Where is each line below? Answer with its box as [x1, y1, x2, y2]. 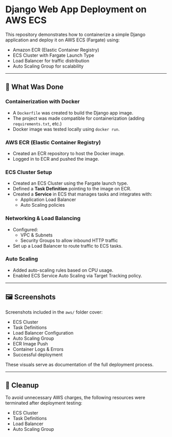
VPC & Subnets [20, 232, 53, 238]
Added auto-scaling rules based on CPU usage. [12, 267, 114, 273]
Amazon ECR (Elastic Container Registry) [12, 47, 100, 53]
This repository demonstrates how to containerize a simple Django [5, 31, 146, 37]
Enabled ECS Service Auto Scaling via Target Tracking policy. [12, 272, 142, 278]
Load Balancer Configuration [12, 330, 74, 336]
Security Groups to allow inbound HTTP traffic [20, 237, 118, 244]
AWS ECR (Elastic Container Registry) [5, 139, 101, 146]
